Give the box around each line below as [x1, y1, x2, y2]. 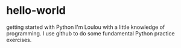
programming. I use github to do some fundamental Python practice [6, 29, 175, 37]
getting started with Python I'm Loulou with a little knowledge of [6, 23, 165, 31]
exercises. [6, 36, 32, 43]
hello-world [6, 4, 66, 17]
